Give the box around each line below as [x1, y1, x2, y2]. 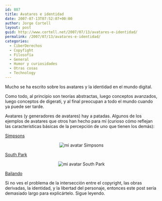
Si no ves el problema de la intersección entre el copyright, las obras [5, 180, 142, 185]
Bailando [5, 170, 23, 176]
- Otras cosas [9, 66, 38, 71]
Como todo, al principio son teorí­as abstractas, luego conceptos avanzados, [5, 93, 158, 99]
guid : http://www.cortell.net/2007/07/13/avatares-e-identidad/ [5, 30, 138, 35]
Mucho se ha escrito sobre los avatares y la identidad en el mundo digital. [5, 84, 152, 90]
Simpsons [5, 132, 25, 139]
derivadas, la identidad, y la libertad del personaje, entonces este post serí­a [5, 185, 157, 191]
